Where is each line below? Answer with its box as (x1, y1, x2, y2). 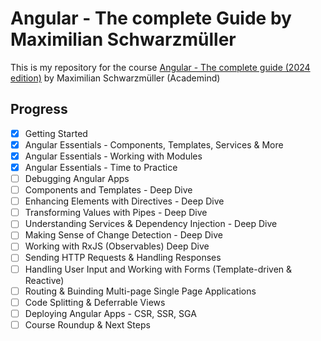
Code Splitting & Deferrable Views (24, 296, 166, 308)
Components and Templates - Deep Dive (24, 184, 193, 196)
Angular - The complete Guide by (10, 7, 292, 30)
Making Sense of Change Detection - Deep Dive (24, 229, 223, 241)
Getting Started (24, 127, 88, 139)
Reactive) (24, 274, 65, 286)
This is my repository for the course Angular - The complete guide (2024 (10, 61, 311, 73)
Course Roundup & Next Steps (24, 318, 151, 331)
